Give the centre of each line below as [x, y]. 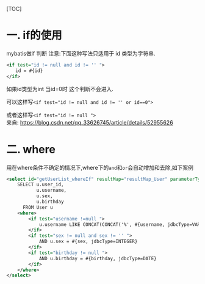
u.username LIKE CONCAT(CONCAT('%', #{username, [102, 224]
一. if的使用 [34, 35]
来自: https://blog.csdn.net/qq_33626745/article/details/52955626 [90, 122]
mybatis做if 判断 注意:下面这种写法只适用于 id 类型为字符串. [81, 53]
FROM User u [38, 207]
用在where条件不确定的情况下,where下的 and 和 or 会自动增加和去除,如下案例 [100, 167]
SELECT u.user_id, [41, 185]
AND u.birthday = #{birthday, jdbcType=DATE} [98, 258]
